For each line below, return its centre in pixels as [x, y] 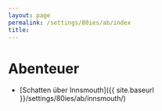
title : [19, 30]
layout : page [29, 15]
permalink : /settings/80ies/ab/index [70, 23]
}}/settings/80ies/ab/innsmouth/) [73, 98]
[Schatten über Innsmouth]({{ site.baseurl [86, 90]
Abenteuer [44, 68]
